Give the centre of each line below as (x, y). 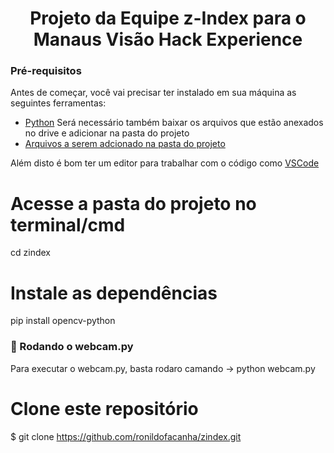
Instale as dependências (114, 293)
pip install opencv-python (63, 321)
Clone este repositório (104, 408)
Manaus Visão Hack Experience (168, 39)
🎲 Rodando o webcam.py (72, 347)
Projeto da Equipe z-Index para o (168, 18)
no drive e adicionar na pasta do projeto (107, 133)
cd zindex (30, 253)
